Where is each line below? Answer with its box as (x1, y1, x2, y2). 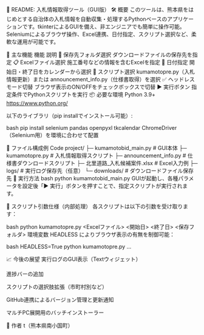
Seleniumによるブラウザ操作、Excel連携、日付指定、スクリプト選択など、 (6, 30, 192, 38)
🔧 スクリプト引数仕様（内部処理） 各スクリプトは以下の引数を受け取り (6, 203, 183, 210)
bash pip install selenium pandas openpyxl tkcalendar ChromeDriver (6, 124, 177, 131)
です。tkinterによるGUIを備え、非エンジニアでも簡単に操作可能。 (22, 23, 185, 30)
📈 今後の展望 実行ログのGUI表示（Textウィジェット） (6, 255, 141, 263)
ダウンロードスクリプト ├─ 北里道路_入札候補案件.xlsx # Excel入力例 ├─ (16, 160, 199, 166)
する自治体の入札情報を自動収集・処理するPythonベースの (22, 15, 168, 22)
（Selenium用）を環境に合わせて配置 (6, 132, 99, 138)
